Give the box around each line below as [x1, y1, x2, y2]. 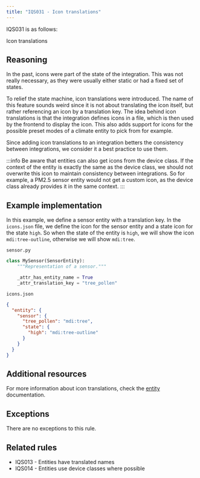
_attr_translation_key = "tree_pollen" [17, 280, 118, 286]
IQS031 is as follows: [6, 25, 58, 33]
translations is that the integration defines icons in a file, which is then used [6, 114, 194, 121]
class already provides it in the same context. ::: [6, 182, 125, 190]
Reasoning [6, 55, 48, 65]
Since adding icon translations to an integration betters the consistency [6, 139, 184, 146]
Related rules [6, 442, 57, 453]
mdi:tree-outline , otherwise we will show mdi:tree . [6, 236, 136, 243]
